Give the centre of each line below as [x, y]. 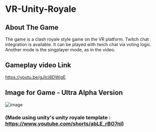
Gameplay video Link [38, 65]
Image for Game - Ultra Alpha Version [64, 93]
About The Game [32, 27]
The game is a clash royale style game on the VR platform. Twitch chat [77, 39]
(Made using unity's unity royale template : [58, 117]
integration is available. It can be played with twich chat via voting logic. [78, 44]
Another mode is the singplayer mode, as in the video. [60, 50]
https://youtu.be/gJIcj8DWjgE [35, 77]
